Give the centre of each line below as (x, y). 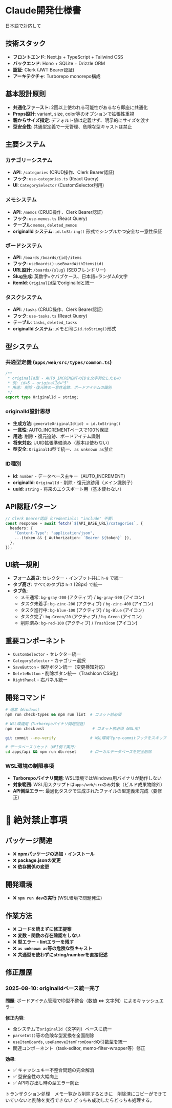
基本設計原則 (26, 94)
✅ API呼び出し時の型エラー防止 (46, 1083)
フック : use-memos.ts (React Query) (50, 218)
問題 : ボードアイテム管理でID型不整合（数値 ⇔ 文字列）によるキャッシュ (82, 1001)
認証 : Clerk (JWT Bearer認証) (44, 69)
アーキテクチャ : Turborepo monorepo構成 (57, 76)
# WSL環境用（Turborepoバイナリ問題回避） (46, 724)
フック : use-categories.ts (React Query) (56, 179)
